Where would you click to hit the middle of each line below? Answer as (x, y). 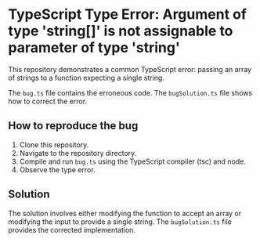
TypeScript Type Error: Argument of (127, 14)
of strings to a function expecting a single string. (86, 78)
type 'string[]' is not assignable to (121, 31)
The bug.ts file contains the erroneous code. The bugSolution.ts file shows (130, 92)
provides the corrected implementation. (72, 229)
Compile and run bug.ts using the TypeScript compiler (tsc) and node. (133, 161)
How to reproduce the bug (73, 126)
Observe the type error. (57, 169)
